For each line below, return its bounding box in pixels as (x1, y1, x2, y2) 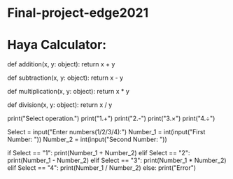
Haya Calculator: (7, 37, 107, 53)
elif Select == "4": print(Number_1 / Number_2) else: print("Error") (7, 164, 197, 172)
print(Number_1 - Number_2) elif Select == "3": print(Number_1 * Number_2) (7, 156, 227, 165)
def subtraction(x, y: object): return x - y (7, 73, 124, 82)
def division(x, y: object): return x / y (7, 101, 113, 109)
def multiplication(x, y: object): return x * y (7, 87, 129, 96)
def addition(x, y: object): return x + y (7, 60, 115, 69)
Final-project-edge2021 (7, 5, 149, 21)
